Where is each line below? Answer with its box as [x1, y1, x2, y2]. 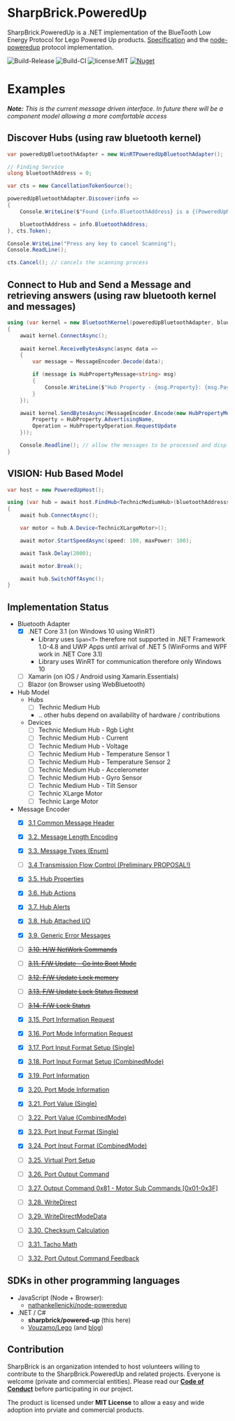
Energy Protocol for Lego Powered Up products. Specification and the [7, 35, 209, 43]
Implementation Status [7, 601, 109, 613]
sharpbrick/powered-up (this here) [27, 1316, 131, 1324]
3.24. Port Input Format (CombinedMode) [27, 1141, 148, 1150]
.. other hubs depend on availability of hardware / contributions [38, 711, 220, 719]
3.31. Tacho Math [27, 1239, 78, 1249]
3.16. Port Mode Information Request [27, 1029, 133, 1038]
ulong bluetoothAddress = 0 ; [7, 170, 92, 177]
